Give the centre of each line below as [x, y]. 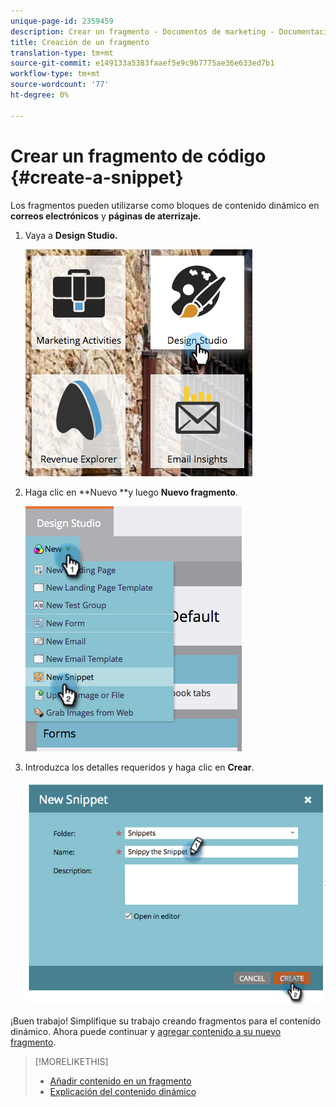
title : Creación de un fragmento [80, 42]
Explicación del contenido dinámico [123, 1092]
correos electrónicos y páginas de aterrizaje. [106, 216]
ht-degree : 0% [40, 95]
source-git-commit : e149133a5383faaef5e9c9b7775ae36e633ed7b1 [142, 63]
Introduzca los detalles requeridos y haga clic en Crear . [139, 767]
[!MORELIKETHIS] [71, 1062]
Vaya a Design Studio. [71, 235]
